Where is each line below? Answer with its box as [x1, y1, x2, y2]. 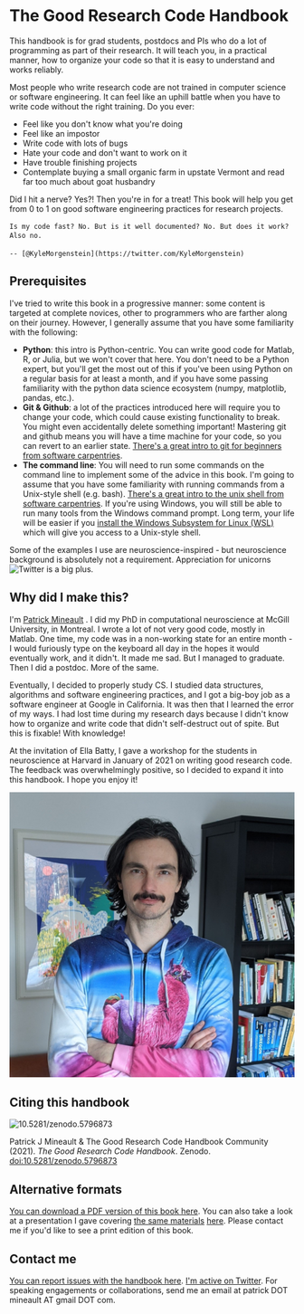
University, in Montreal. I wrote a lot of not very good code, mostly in [9, 624, 265, 634]
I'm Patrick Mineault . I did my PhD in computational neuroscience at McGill [9, 614, 290, 624]
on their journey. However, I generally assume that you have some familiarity [9, 317, 294, 328]
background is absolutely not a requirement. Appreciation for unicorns [9, 554, 271, 565]
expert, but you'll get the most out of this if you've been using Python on [22, 363, 293, 374]
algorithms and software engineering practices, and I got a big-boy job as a [9, 689, 291, 700]
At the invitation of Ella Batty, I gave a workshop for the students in [9, 745, 258, 756]
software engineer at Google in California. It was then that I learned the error [9, 699, 294, 709]
